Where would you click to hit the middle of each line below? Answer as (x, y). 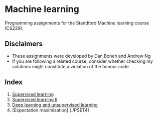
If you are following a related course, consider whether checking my (83, 61)
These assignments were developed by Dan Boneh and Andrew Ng (81, 56)
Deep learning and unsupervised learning (55, 105)
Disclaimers (24, 44)
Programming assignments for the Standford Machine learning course (77, 23)
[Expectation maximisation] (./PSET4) (51, 110)
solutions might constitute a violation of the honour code (70, 66)
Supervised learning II (35, 99)
